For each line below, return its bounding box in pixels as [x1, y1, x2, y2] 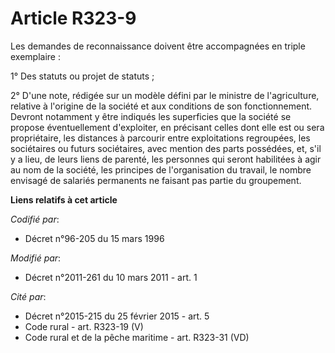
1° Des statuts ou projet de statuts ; [10, 70, 155, 82]
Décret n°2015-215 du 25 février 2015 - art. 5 [24, 310, 210, 322]
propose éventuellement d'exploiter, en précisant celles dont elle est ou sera [10, 121, 325, 133]
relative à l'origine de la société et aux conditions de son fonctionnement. [10, 100, 313, 112]
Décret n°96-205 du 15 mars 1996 [24, 232, 165, 244]
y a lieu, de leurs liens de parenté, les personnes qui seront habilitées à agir [10, 153, 322, 165]
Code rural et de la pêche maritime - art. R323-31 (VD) [24, 331, 250, 343]
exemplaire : [10, 50, 61, 62]
